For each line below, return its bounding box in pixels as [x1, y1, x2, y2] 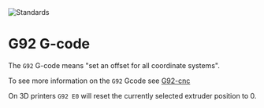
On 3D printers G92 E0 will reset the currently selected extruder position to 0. [8, 91, 257, 100]
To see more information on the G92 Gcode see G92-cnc [8, 76, 191, 85]
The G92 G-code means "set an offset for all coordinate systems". [8, 60, 221, 70]
